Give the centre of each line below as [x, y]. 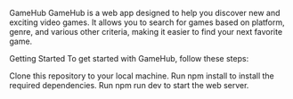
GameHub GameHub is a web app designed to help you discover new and [145, 13]
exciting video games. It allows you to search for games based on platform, [147, 22]
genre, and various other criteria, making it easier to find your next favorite [146, 32]
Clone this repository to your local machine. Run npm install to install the [142, 76]
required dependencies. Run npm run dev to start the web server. [129, 85]
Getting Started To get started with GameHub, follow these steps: [129, 58]
